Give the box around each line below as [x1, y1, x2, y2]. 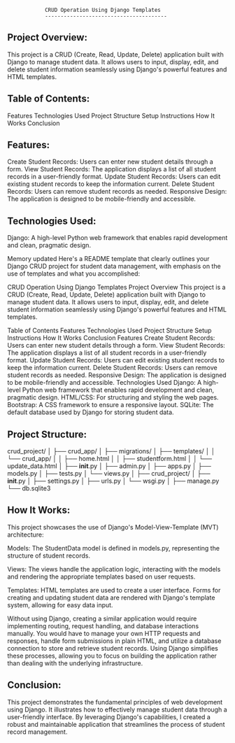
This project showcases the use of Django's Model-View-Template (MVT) [7, 523, 219, 531]
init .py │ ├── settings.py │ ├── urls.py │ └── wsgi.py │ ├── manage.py [7, 476, 220, 486]
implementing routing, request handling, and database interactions [7, 621, 199, 630]
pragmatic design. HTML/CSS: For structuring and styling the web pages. [7, 393, 219, 402]
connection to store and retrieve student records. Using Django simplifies [7, 644, 219, 652]
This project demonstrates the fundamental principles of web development [7, 698, 223, 706]
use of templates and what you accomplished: [7, 269, 141, 278]
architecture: [7, 530, 44, 539]
